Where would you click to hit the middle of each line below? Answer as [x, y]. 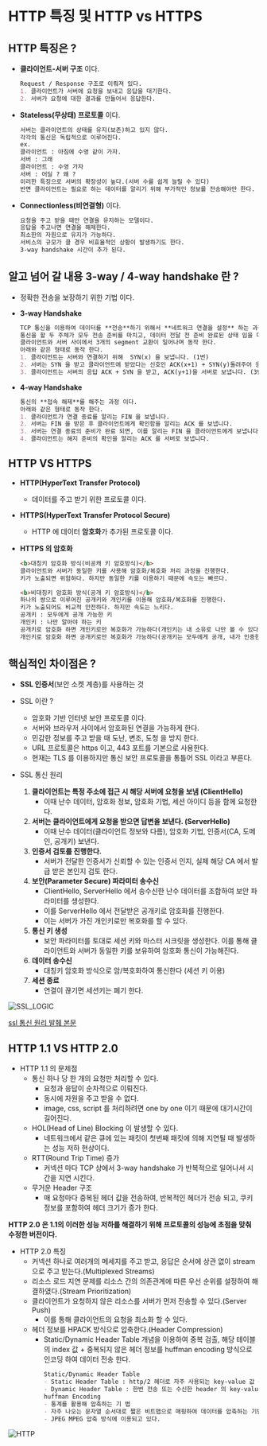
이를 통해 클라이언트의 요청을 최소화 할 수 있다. [116, 1320]
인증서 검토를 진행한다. [66, 851]
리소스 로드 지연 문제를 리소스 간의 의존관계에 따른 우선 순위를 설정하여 [141, 1281]
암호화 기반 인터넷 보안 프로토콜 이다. [89, 718]
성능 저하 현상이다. [81, 1148]
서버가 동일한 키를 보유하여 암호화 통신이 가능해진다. [158, 950]
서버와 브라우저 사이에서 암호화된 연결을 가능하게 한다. [116, 728]
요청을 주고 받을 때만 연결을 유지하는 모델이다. [87, 220]
